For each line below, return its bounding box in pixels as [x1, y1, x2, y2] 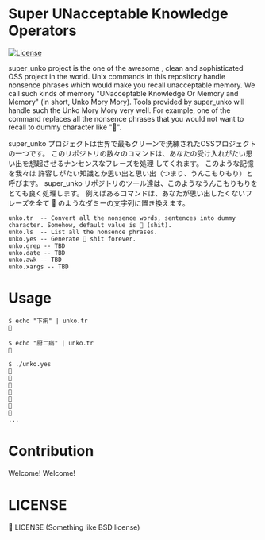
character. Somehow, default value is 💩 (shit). [8, 221, 172, 229]
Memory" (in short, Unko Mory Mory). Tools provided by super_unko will [8, 97, 245, 106]
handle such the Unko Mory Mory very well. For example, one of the [8, 105, 231, 115]
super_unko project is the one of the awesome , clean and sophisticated [8, 63, 244, 72]
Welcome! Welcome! [8, 468, 75, 477]
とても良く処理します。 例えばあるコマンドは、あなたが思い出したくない [8, 188, 246, 198]
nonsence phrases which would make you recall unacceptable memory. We [8, 80, 255, 90]
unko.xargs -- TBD [8, 263, 69, 271]
